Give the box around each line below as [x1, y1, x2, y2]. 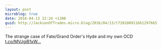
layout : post [5, 7, 32, 12]
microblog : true [5, 12, 38, 16]
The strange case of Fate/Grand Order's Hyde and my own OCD [5, 34, 133, 39]
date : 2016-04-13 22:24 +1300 [5, 16, 66, 21]
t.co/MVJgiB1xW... [5, 39, 41, 45]
